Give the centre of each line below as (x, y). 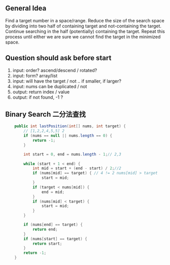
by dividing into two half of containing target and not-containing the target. (83, 26)
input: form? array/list (35, 75)
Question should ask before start (58, 58)
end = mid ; (53, 192)
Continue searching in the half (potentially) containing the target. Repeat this (85, 31)
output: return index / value (41, 92)
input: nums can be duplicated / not (50, 86)
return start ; (47, 243)
